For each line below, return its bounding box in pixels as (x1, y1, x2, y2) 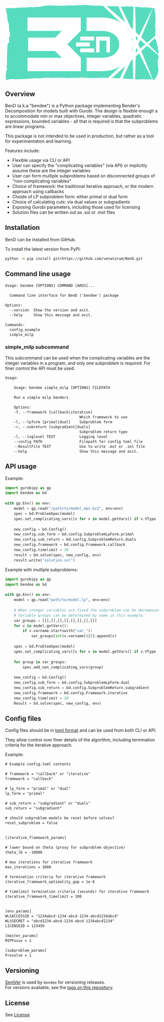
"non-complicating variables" (12, 178, 72, 184)
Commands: (5, 323, 25, 328)
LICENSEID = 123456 (5, 923, 45, 929)
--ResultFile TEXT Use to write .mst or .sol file (14, 444, 145, 449)
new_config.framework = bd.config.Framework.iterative (14, 690, 128, 695)
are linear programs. (5, 123, 46, 129)
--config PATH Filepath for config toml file (14, 439, 143, 444)
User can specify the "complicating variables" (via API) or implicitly (12, 162, 147, 168)
